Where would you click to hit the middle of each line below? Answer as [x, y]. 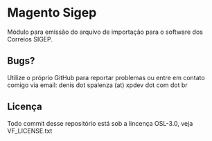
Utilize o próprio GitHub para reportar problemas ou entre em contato [106, 77]
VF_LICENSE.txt [30, 131]
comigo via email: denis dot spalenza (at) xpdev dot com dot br [98, 85]
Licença [25, 107]
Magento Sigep [52, 13]
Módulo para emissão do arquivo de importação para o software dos [105, 32]
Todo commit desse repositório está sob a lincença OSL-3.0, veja [100, 123]
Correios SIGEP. [30, 39]
